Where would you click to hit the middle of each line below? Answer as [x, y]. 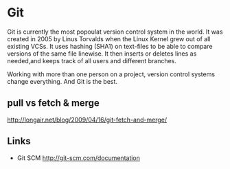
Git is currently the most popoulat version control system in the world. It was [115, 32]
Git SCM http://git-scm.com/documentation [79, 158]
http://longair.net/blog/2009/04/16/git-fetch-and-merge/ [87, 120]
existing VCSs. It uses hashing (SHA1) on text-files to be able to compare [110, 46]
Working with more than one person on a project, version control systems [111, 74]
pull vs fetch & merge [53, 103]
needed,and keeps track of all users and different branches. [92, 60]
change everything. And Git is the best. [62, 81]
